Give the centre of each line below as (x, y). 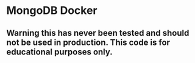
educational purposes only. (59, 52)
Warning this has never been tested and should (98, 33)
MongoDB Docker (52, 11)
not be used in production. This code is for (88, 42)
